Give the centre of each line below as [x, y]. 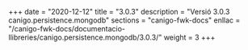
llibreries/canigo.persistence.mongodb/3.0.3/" [85, 37]
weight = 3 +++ [189, 37]
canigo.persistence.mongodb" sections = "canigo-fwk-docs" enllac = [124, 20]
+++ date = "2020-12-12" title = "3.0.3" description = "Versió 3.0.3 [119, 12]
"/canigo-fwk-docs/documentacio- [67, 29]
